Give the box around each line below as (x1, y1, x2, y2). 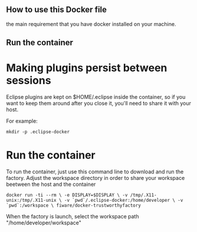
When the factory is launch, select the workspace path (6, 213, 139, 220)
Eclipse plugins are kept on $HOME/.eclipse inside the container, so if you (6, 94, 186, 101)
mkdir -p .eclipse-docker (6, 129, 70, 135)
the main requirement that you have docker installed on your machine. (6, 20, 176, 27)
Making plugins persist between (6, 62, 168, 75)
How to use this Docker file (6, 5, 107, 15)
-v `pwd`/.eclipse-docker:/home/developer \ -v (64, 198, 183, 204)
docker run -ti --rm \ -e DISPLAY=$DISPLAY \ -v (6, 192, 128, 198)
